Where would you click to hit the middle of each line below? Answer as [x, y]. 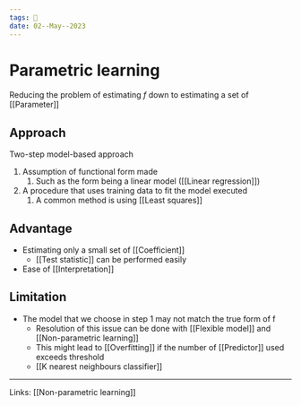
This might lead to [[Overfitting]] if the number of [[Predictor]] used [160, 347]
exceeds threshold [70, 357]
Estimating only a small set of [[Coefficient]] [103, 250]
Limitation [38, 297]
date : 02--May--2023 [48, 26]
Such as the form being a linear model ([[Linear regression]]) [148, 181]
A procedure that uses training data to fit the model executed [135, 191]
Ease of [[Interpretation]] [68, 269]
